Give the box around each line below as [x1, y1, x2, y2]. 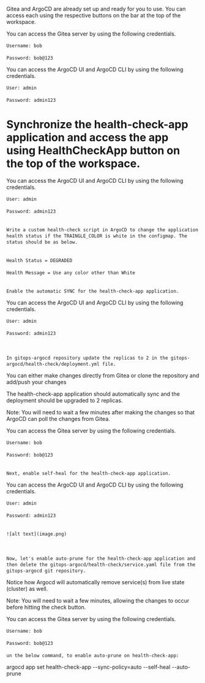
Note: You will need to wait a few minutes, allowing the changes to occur [6, 596, 190, 604]
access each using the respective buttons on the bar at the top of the [6, 12, 181, 19]
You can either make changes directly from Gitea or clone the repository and [6, 371, 199, 379]
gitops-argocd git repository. [6, 568, 86, 574]
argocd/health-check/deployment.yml [6, 361, 100, 367]
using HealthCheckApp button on [6, 144, 181, 158]
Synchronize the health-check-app [6, 118, 188, 131]
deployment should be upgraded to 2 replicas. [6, 396, 123, 404]
